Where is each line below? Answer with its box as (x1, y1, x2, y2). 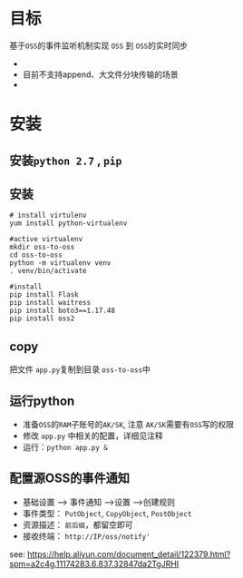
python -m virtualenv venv (9, 259, 112, 268)
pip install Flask (9, 290, 79, 299)
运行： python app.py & (22, 441, 109, 452)
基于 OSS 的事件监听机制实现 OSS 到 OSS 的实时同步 (9, 40, 189, 51)
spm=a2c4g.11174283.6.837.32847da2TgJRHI (9, 558, 180, 569)
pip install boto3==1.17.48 (9, 306, 116, 316)
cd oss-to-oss (9, 250, 63, 260)
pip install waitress (9, 299, 92, 308)
